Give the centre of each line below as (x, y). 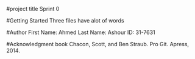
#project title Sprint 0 (33, 9)
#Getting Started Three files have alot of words (65, 20)
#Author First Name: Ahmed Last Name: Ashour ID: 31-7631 (81, 32)
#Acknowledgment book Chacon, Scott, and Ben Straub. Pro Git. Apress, (98, 44)
